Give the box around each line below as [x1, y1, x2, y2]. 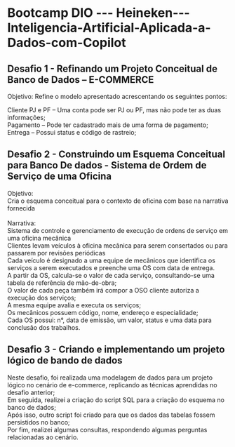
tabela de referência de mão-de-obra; [7, 279, 117, 287]
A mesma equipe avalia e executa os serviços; [7, 300, 142, 309]
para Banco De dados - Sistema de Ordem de [7, 159, 207, 171]
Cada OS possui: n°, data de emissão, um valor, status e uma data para [7, 316, 212, 324]
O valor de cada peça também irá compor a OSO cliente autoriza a [7, 286, 200, 294]
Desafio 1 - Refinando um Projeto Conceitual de [7, 62, 217, 74]
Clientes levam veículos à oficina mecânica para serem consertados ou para [7, 241, 228, 250]
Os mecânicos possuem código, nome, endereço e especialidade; [7, 308, 199, 316]
